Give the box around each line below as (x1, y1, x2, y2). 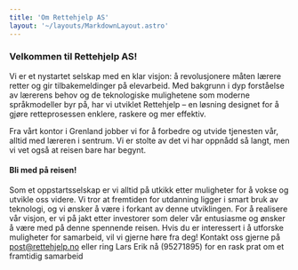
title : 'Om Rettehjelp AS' (9, 12, 109, 22)
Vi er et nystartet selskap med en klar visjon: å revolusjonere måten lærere (9, 70, 282, 81)
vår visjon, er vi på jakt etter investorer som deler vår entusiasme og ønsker (9, 213, 286, 223)
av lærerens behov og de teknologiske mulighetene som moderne (9, 90, 251, 100)
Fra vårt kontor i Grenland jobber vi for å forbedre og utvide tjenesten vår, (9, 125, 278, 136)
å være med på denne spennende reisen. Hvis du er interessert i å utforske (9, 223, 285, 233)
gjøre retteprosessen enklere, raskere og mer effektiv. (9, 108, 206, 119)
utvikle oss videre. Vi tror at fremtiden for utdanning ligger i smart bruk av (9, 195, 278, 204)
